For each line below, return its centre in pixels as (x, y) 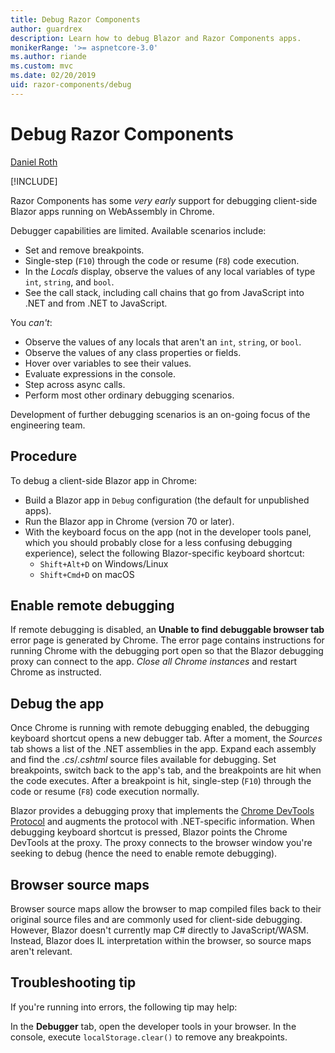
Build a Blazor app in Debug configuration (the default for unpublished (167, 500)
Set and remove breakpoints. (84, 250)
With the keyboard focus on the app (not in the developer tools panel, (168, 532)
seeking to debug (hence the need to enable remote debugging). (144, 853)
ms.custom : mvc (42, 66)
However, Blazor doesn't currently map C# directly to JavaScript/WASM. (159, 930)
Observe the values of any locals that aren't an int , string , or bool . (163, 342)
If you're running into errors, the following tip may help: (124, 1007)
